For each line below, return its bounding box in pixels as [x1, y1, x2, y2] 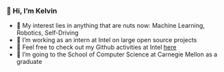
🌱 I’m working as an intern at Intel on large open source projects [16, 36, 197, 44]
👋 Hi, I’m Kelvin [6, 6, 58, 16]
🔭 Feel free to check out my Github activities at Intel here [16, 43, 177, 52]
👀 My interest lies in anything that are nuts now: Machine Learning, [16, 22, 205, 30]
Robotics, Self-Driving [16, 29, 79, 37]
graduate [16, 58, 42, 66]
